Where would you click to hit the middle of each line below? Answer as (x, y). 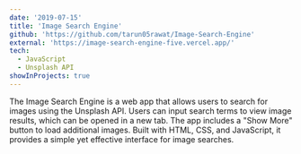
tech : (19, 51)
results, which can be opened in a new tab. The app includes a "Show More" (151, 120)
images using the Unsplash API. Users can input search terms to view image (150, 111)
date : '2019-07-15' (46, 17)
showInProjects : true (50, 76)
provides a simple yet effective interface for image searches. (122, 139)
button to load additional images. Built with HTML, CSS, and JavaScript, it (145, 130)
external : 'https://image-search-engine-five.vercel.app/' (122, 43)
